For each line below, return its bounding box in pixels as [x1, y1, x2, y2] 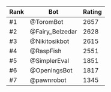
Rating [83, 8, 102, 16]
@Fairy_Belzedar [29, 27, 77, 35]
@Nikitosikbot [29, 37, 70, 45]
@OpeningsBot [29, 66, 73, 74]
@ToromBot [29, 18, 64, 26]
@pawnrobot [29, 76, 67, 84]
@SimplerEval [29, 57, 70, 65]
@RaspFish [29, 47, 62, 55]
